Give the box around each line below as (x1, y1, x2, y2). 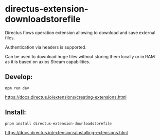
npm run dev (5, 86, 29, 91)
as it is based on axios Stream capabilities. (5, 59, 90, 64)
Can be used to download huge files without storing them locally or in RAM (5, 53, 155, 59)
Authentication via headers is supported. (5, 44, 87, 50)
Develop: (5, 73, 33, 81)
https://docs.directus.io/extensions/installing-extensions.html (5, 129, 128, 135)
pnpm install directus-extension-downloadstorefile (5, 121, 112, 126)
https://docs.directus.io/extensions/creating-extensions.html (5, 94, 127, 100)
